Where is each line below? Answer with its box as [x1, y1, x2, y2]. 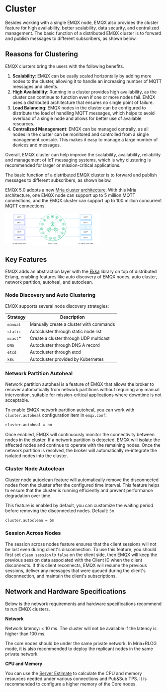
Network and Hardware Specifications [5, 588, 126, 596]
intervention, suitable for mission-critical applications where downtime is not [5, 392, 162, 398]
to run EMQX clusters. [5, 606, 50, 612]
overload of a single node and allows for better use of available [12, 115, 142, 121]
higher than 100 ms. [5, 631, 46, 637]
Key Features [5, 255, 47, 264]
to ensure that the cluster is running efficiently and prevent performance [5, 487, 153, 493]
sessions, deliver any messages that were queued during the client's [5, 568, 146, 574]
